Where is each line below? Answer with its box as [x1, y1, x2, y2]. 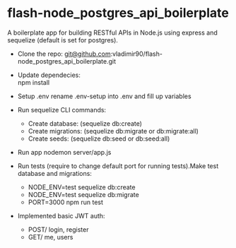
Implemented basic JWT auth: [17, 211, 105, 220]
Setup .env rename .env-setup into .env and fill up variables [17, 92, 192, 100]
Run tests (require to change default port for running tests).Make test [17, 161, 219, 170]
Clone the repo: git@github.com [17, 49, 111, 58]
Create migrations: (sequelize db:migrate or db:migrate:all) [28, 126, 199, 135]
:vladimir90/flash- [110, 49, 163, 58]
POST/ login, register [28, 225, 89, 234]
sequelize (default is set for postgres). [7, 35, 119, 44]
